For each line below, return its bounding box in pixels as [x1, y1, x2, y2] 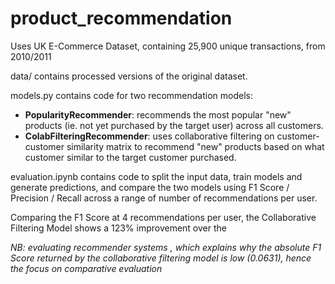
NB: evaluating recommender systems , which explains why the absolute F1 [10, 241, 322, 253]
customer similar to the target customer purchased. [24, 151, 237, 163]
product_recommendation [10, 7, 233, 30]
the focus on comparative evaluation [10, 262, 163, 274]
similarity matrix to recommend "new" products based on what [66, 140, 325, 152]
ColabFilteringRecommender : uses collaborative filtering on [24, 130, 275, 142]
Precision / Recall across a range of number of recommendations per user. [10, 192, 318, 204]
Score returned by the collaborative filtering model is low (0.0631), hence [10, 252, 312, 264]
